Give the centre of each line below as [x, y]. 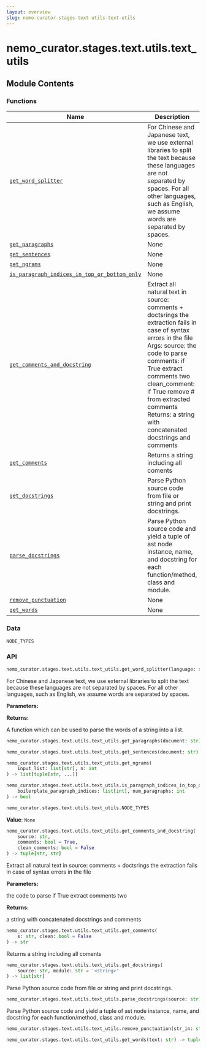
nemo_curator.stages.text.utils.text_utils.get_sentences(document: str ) [103, 752]
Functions [21, 101]
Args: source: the [172, 346]
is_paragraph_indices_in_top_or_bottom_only [75, 274]
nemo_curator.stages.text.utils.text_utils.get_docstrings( [85, 965]
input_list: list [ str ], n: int [57, 769]
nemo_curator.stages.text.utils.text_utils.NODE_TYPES [78, 808]
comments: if [166, 361]
